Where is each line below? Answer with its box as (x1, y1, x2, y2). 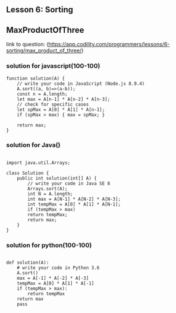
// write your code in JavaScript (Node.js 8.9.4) (17, 80, 145, 87)
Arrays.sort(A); (27, 185, 68, 192)
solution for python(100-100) (6, 241, 92, 249)
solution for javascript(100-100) (6, 62, 100, 70)
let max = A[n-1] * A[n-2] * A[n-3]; (17, 96, 111, 102)
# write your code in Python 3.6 (17, 265, 100, 271)
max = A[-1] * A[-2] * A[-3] (17, 276, 89, 282)
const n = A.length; (17, 91, 68, 97)
